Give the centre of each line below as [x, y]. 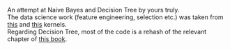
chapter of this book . [37, 39]
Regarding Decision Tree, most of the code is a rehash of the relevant [107, 32]
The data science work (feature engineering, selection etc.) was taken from [116, 17]
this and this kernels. [37, 24]
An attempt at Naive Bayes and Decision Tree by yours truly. [93, 10]
